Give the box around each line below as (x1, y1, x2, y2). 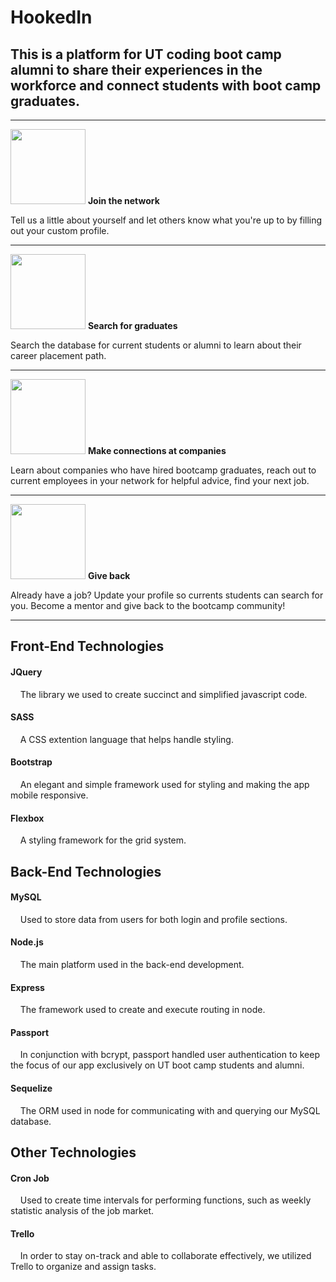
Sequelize (10, 1082, 53, 1094)
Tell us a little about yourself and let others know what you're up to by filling (10, 214, 323, 226)
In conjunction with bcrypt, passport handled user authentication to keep (19, 1049, 321, 1061)
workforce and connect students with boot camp (10, 77, 322, 94)
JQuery (10, 666, 43, 678)
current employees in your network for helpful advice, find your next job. (10, 475, 310, 486)
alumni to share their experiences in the (10, 61, 263, 78)
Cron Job (10, 1172, 50, 1184)
